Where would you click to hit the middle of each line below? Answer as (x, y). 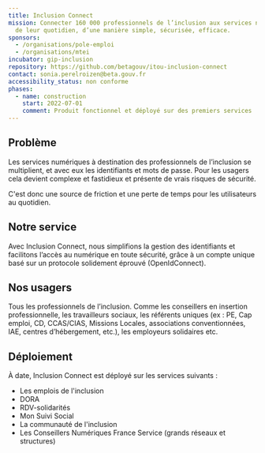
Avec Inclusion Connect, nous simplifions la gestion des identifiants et (122, 246)
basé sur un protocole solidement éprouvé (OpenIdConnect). (107, 263)
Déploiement (41, 356)
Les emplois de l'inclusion (62, 391)
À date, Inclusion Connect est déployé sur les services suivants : (113, 376)
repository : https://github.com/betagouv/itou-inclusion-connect (118, 67)
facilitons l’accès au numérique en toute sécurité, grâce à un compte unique (131, 254)
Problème (32, 143)
